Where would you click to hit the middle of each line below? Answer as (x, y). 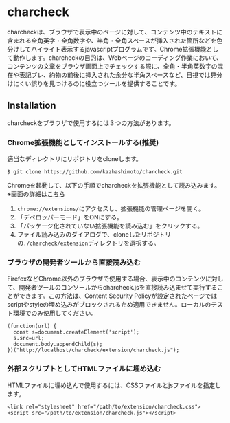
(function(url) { (32, 326)
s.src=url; (29, 338)
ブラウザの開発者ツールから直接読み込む (74, 262)
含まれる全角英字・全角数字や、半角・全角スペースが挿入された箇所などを (112, 40)
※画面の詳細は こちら (36, 194)
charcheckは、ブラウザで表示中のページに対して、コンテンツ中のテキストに (115, 32)
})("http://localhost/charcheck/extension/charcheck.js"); (93, 350)
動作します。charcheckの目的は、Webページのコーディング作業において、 (118, 57)
